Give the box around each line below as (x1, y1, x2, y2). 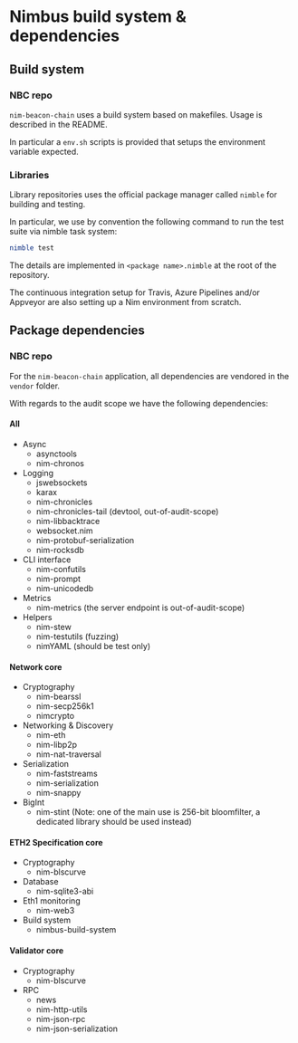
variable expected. (9, 146, 79, 157)
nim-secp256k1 (35, 701, 94, 712)
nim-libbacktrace (35, 515, 101, 526)
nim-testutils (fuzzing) (35, 631, 120, 642)
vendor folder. (9, 380, 61, 391)
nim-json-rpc (35, 1013, 86, 1024)
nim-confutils (35, 563, 86, 574)
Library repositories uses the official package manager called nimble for (9, 189, 278, 200)
